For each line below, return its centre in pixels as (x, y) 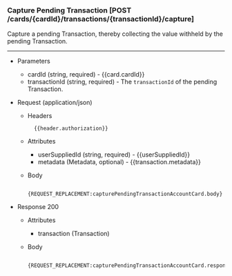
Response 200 (38, 207)
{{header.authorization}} (71, 129)
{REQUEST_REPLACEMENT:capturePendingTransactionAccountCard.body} (125, 194)
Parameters (33, 61)
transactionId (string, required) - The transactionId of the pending (122, 82)
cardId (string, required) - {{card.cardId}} (86, 75)
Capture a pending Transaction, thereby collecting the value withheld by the (115, 34)
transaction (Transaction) (74, 234)
